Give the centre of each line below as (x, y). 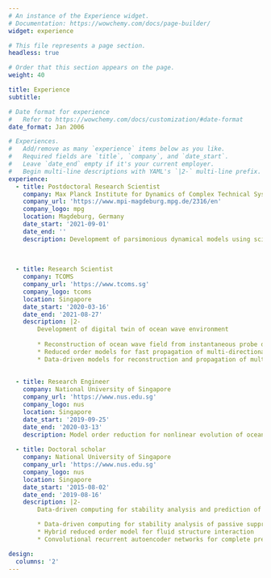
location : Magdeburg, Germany (74, 217)
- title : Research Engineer (63, 382)
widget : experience (41, 31)
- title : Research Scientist (65, 269)
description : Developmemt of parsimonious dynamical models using (137, 239)
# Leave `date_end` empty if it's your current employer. (112, 164)
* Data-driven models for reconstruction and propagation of (142, 359)
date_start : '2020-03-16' (67, 307)
